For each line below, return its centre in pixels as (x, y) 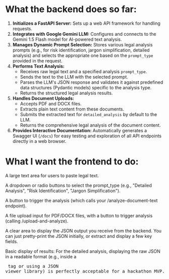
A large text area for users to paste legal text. (52, 176)
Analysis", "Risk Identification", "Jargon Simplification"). (63, 191)
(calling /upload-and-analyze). (37, 221)
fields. (12, 241)
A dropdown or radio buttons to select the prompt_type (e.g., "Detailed (79, 185)
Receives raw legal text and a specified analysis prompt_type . (83, 71)
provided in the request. (37, 61)
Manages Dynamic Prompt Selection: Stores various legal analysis (82, 44)
